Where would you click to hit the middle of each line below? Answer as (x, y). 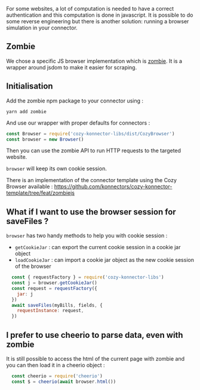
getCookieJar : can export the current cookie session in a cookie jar (98, 247)
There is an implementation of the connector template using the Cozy (92, 180)
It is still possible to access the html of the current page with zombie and (96, 359)
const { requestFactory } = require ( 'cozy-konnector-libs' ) (88, 277)
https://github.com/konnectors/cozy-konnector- (113, 187)
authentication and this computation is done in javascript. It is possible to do (100, 15)
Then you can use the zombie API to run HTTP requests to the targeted (93, 151)
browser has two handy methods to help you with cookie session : (87, 235)
